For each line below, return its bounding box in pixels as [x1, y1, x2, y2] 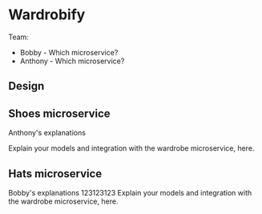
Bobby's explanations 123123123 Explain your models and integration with [8, 188, 252, 197]
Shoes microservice [8, 107, 111, 120]
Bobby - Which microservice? [19, 47, 119, 57]
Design [8, 79, 45, 93]
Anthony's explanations [8, 128, 87, 138]
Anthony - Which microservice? [19, 56, 125, 66]
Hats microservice [8, 167, 103, 180]
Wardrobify [8, 6, 86, 24]
